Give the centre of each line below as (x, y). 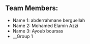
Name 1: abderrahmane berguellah (49, 20)
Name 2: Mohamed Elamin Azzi (46, 25)
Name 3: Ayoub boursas (38, 31)
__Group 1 (23, 36)
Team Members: (32, 8)
